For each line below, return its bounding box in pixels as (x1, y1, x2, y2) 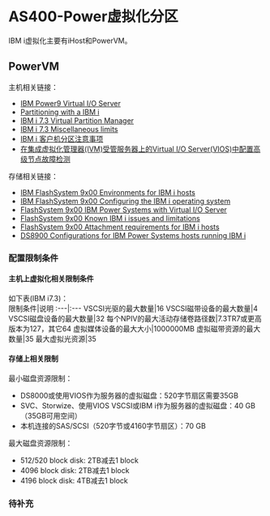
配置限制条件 (8, 252, 59, 263)
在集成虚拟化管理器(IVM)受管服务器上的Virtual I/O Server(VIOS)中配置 (19, 143, 254, 154)
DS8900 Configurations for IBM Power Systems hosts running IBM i (19, 230, 246, 240)
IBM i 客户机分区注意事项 (19, 134, 104, 143)
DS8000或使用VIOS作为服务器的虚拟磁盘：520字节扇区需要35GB (19, 390, 239, 401)
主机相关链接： (8, 82, 58, 92)
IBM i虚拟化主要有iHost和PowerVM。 (8, 36, 132, 45)
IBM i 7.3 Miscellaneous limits (19, 124, 118, 134)
